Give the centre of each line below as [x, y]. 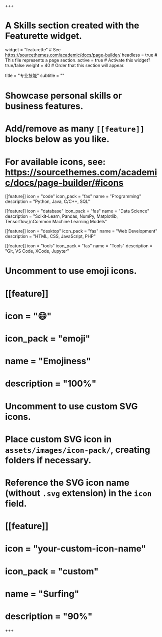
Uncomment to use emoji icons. [71, 271]
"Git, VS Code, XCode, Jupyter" [37, 251]
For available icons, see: [55, 162]
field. [16, 503]
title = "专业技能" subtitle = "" [35, 75]
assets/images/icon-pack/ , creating [78, 450]
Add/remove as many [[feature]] [75, 129]
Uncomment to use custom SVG [71, 406]
